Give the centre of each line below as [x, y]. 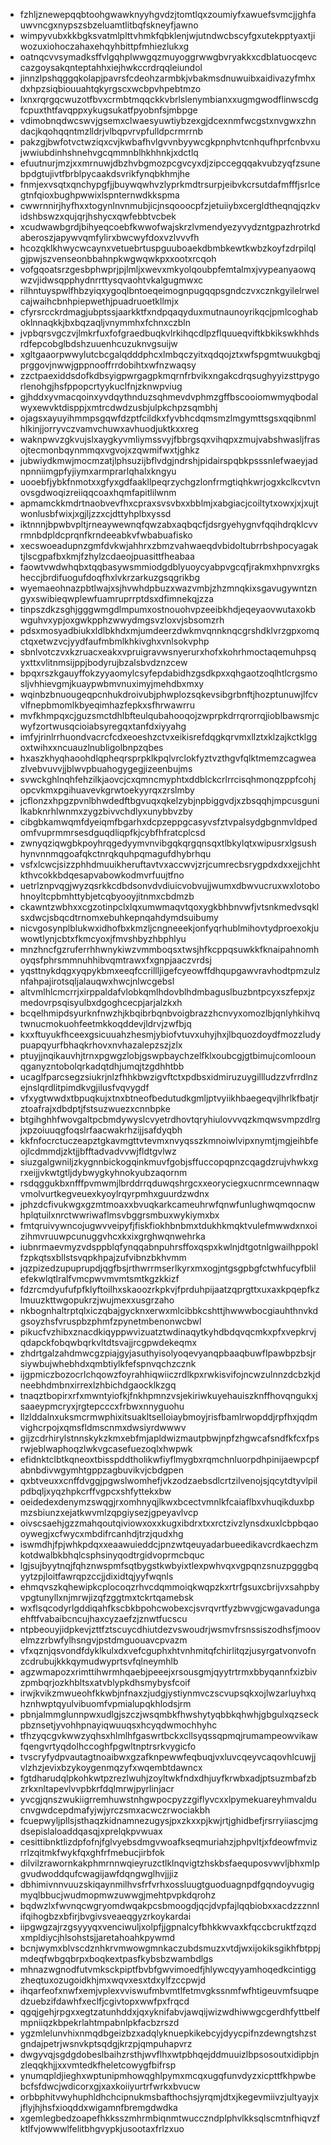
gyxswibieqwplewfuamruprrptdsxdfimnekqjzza [117, 598]
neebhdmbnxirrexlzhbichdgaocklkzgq [98, 1385]
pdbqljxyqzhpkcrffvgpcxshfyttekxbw [95, 1491]
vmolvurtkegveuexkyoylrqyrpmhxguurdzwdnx [114, 1193]
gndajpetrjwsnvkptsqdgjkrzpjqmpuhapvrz [106, 2043]
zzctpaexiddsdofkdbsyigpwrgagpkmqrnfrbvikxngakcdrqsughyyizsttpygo [169, 375]
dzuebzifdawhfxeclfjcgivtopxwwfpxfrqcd [104, 2001]
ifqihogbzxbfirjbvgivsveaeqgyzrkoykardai [105, 1916]
